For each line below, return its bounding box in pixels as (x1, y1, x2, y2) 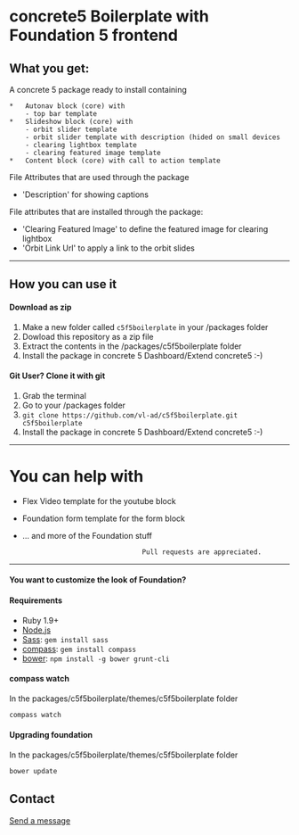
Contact (9, 791, 55, 806)
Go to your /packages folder (21, 400, 126, 410)
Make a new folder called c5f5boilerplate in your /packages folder (21, 321, 269, 332)
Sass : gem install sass (21, 633, 109, 644)
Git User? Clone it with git (9, 370, 106, 381)
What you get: (9, 61, 90, 76)
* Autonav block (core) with (9, 102, 125, 111)
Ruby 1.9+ (21, 615, 60, 625)
